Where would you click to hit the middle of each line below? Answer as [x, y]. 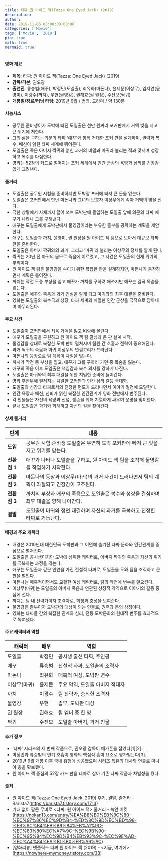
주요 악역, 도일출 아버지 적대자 [92, 685]
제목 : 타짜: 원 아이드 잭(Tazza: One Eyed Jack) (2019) [66, 76]
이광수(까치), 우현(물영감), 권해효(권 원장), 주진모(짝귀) [78, 94]
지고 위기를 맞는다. [47, 450]
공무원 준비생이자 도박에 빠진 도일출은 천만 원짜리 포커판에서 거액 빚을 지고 [85, 125]
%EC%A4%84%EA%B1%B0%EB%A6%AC [57, 842]
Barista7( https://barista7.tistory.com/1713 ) [55, 804]
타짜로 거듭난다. [44, 518]
